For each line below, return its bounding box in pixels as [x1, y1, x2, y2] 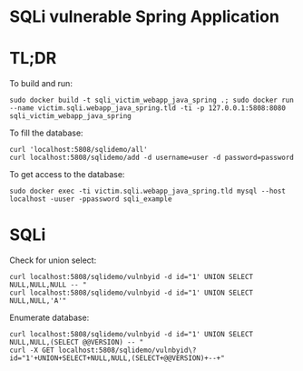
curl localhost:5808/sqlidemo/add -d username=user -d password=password [9, 153, 295, 163]
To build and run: [9, 78, 73, 89]
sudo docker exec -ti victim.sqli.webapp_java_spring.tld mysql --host [9, 186, 286, 196]
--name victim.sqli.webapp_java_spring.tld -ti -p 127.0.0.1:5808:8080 [9, 104, 286, 113]
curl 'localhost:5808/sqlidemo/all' [9, 145, 148, 155]
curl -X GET [9, 346, 54, 356]
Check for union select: [9, 255, 97, 266]
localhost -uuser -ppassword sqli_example [9, 195, 172, 204]
